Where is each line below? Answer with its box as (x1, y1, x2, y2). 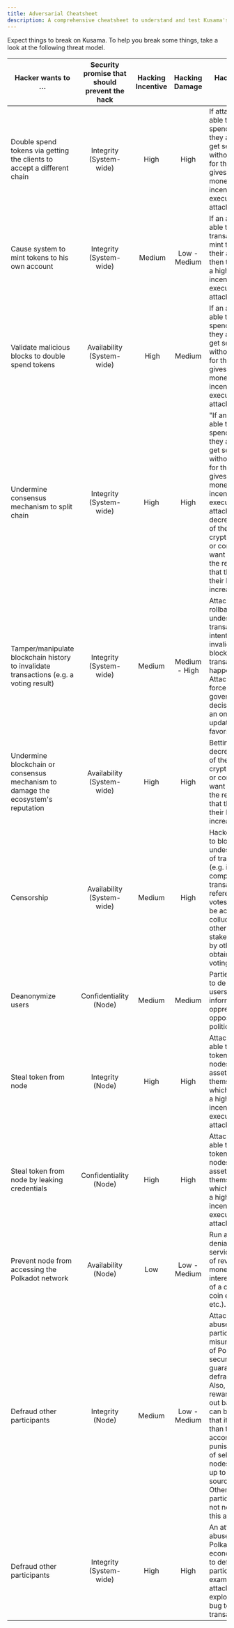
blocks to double (10, 351, 65, 361)
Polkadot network (10, 1273, 68, 1282)
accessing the (10, 1264, 57, 1274)
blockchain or (10, 759, 56, 769)
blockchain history (10, 652, 71, 662)
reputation (10, 803, 45, 812)
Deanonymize (10, 991, 56, 1000)
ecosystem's (10, 794, 53, 804)
